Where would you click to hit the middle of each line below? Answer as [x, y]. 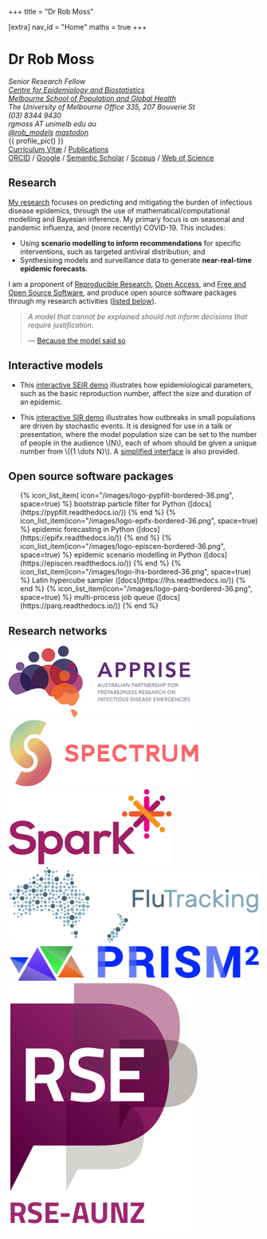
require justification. [61, 325]
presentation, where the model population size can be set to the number [138, 434]
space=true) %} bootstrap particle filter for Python [102, 504]
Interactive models [56, 365]
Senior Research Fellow [47, 81]
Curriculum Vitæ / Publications [59, 149]
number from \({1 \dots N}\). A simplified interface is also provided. [130, 451]
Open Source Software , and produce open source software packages [122, 292]
